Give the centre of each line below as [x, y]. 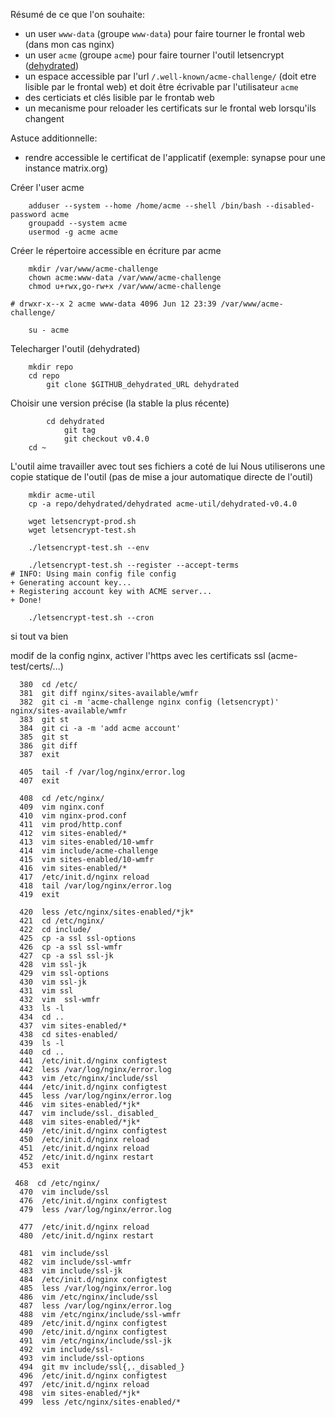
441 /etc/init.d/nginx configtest [93, 1061]
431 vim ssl [46, 991]
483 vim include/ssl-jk [71, 1271]
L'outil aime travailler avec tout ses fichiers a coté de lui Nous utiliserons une [168, 466]
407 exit [39, 781]
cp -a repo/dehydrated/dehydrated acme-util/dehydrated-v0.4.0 [163, 504]
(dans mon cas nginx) [69, 44]
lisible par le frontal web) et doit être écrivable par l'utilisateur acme [161, 87]
